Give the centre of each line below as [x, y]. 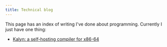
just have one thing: [26, 29]
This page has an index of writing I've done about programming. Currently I [84, 24]
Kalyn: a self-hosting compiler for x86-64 [56, 39]
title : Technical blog [29, 10]
